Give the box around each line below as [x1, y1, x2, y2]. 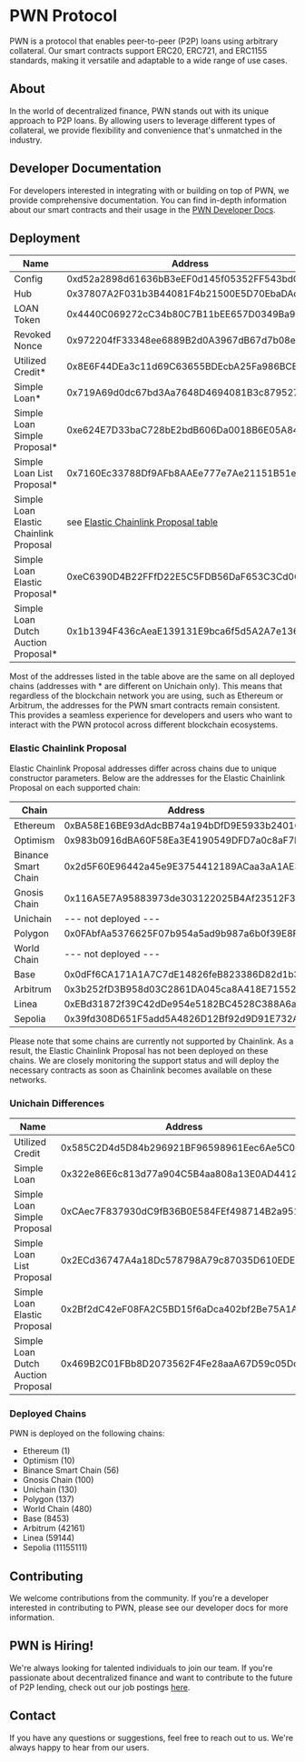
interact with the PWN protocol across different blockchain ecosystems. [9, 719, 279, 730]
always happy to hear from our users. [9, 1742, 150, 1753]
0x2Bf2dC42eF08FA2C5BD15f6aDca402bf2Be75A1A [60, 1302, 298, 1315]
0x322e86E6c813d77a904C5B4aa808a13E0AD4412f [60, 1167, 301, 1180]
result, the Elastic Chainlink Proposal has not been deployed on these [9, 1045, 269, 1056]
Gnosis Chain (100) [22, 1475, 94, 1486]
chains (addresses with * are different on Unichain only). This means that [9, 681, 283, 692]
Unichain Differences [9, 1096, 105, 1109]
